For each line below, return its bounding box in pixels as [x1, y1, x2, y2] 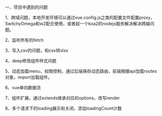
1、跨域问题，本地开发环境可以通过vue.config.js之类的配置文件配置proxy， [5, 15, 155, 20]
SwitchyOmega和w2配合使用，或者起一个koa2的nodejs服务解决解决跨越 [5, 21, 150, 26]
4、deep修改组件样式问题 [5, 58, 57, 63]
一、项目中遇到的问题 [5, 4, 48, 10]
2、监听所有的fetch [5, 37, 44, 43]
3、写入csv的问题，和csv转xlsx [5, 48, 69, 53]
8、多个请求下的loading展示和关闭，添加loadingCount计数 [5, 105, 122, 111]
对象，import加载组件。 [5, 75, 53, 80]
